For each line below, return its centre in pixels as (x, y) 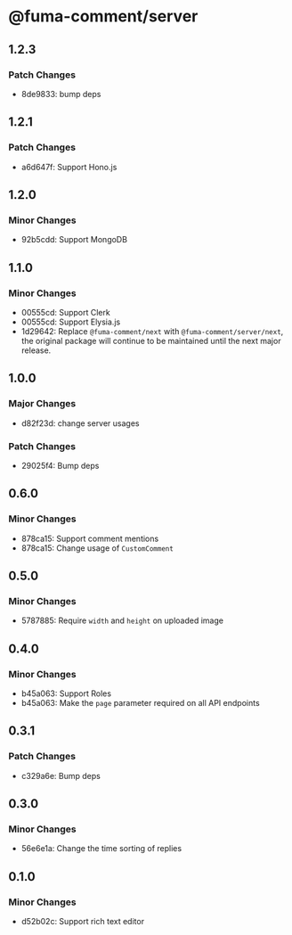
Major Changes (42, 404)
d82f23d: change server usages (80, 423)
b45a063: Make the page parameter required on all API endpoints (140, 702)
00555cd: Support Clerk (65, 312)
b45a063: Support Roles (66, 693)
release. (36, 350)
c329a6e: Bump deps (61, 775)
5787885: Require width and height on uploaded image (122, 620)
